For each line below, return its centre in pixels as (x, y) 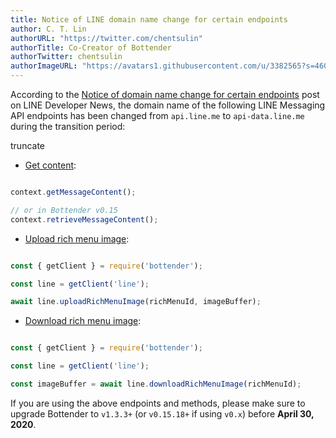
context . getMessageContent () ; (73, 192)
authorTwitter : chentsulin (66, 57)
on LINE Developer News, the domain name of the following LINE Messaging (168, 105)
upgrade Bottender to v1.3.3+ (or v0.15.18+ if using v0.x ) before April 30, (162, 413)
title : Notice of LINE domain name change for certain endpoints (149, 19)
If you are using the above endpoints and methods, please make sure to (158, 403)
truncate (28, 145)
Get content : (50, 165)
